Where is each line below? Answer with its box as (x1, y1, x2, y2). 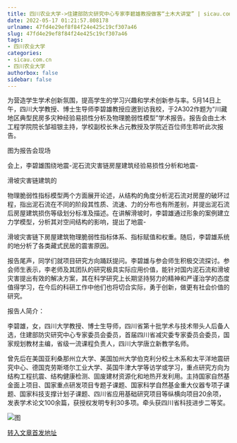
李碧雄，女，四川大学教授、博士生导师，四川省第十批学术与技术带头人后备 (7, 322, 224, 330)
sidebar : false (7, 75, 52, 83)
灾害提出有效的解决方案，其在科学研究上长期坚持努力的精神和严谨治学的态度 (7, 274, 230, 283)
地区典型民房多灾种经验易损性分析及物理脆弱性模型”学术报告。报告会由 (7, 114, 214, 122)
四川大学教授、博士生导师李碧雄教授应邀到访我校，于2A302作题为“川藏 (19, 105, 228, 114)
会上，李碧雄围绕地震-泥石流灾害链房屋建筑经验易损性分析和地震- (7, 162, 199, 170)
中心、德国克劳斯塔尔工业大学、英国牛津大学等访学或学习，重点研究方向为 (13, 363, 230, 372)
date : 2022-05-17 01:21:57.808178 (7, 17, 109, 24)
